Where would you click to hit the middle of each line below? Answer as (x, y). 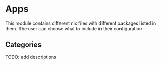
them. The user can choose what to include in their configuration (74, 28)
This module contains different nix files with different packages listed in (81, 23)
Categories (24, 45)
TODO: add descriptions (31, 57)
